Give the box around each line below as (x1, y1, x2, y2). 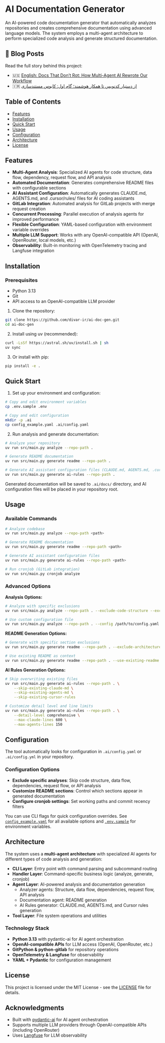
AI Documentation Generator (5, 3, 125, 15)
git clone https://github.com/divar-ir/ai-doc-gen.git (5, 317, 120, 323)
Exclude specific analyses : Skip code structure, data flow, (12, 777, 132, 783)
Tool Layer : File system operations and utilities (12, 913, 107, 919)
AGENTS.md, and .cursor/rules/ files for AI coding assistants (12, 195, 135, 201)
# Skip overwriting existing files (5, 676, 78, 681)
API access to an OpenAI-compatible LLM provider (12, 299, 115, 305)
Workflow (12, 78, 32, 84)
